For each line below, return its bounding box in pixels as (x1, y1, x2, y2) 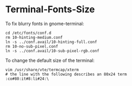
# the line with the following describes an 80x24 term (5, 72, 127, 77)
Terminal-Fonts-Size (5, 4, 95, 15)
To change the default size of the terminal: (5, 57, 95, 63)
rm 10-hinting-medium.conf (5, 35, 63, 40)
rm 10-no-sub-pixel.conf (5, 44, 58, 49)
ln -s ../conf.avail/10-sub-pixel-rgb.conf (5, 48, 100, 53)
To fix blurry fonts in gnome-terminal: (5, 20, 84, 27)
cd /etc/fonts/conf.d (5, 30, 52, 35)
